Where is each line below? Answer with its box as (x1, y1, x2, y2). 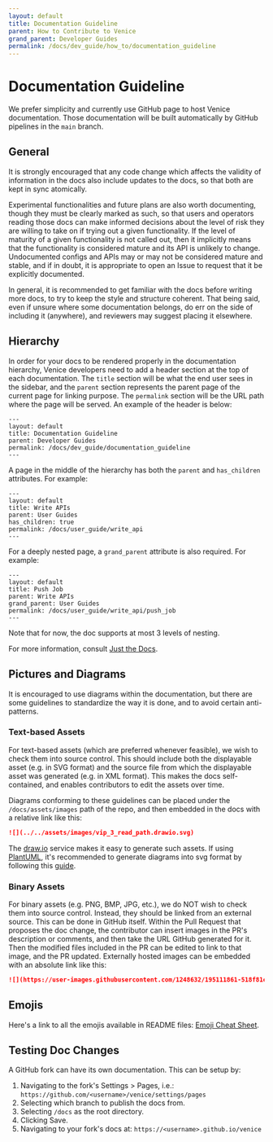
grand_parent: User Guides (8, 600, 100, 608)
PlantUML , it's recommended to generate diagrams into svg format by (8, 852, 242, 862)
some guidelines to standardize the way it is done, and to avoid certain (8, 697, 245, 707)
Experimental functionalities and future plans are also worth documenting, (8, 200, 256, 209)
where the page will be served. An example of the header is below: (8, 399, 232, 409)
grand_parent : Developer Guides (8, 34, 118, 43)
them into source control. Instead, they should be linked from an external (8, 907, 252, 917)
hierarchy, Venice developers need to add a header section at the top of (8, 364, 249, 375)
